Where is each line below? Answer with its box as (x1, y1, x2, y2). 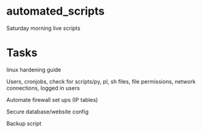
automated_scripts (6, 4, 105, 18)
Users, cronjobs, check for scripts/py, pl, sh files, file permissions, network (6, 77, 196, 85)
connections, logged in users (6, 84, 80, 92)
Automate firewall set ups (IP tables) (6, 96, 98, 103)
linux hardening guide (6, 66, 61, 73)
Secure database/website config (6, 108, 89, 115)
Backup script (6, 120, 42, 127)
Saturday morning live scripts (6, 24, 81, 32)
